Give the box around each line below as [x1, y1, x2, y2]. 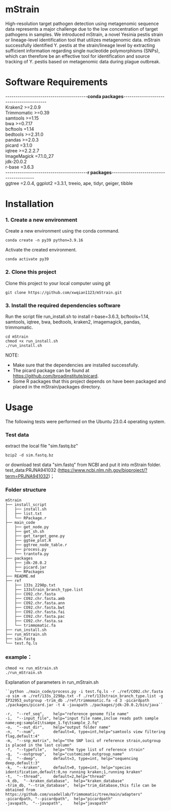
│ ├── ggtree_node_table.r [5, 543, 67, 548]
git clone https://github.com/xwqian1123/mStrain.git [5, 290, 123, 295]
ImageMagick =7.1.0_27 [5, 153, 54, 159]
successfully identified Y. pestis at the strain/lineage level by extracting [5, 42, 155, 48]
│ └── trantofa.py [5, 551, 50, 557]
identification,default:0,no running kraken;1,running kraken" [5, 769, 143, 775]
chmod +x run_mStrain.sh [5, 665, 58, 670]
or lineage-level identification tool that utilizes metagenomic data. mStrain [5, 37, 161, 43]
